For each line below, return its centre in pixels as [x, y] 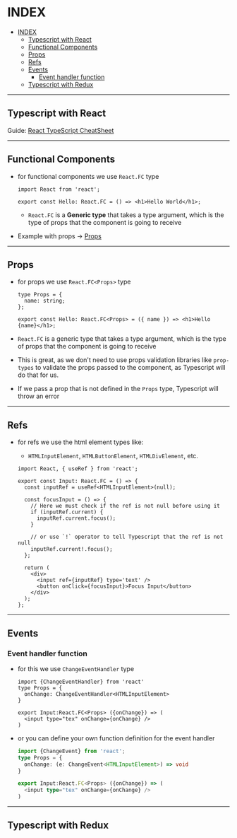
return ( [37, 568]
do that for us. [38, 375]
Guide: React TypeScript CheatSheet [61, 130]
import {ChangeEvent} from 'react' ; [71, 751]
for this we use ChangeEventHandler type [76, 668]
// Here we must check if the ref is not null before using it [125, 506]
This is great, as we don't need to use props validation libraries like [115, 360]
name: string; [45, 301]
